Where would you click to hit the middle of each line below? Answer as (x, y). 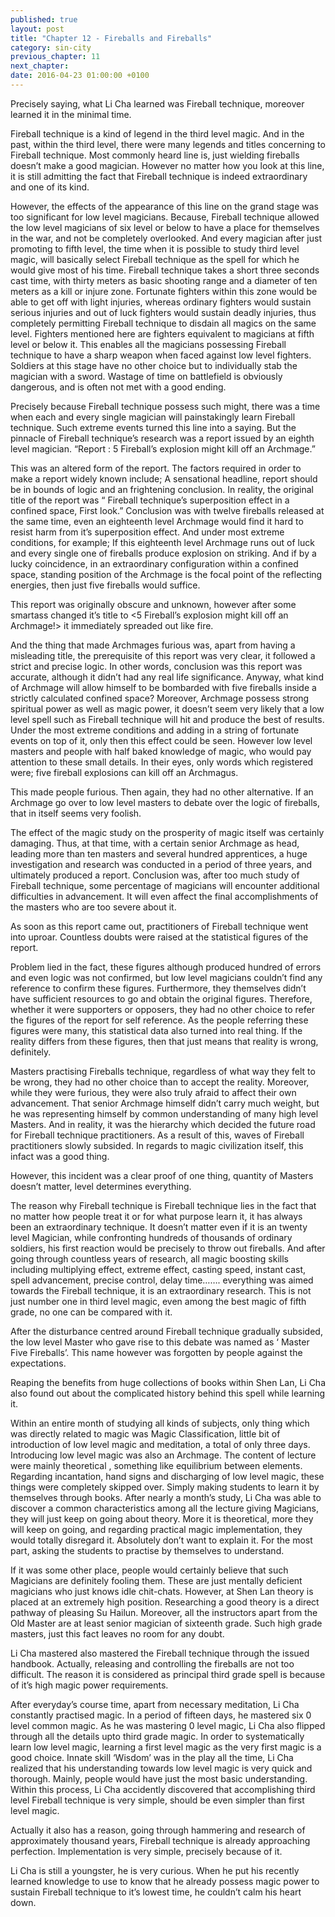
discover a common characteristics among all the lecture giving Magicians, (164, 1508)
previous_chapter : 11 (55, 57)
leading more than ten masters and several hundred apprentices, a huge (159, 853)
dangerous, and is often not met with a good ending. (118, 387)
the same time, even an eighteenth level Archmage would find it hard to (157, 521)
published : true (44, 19)
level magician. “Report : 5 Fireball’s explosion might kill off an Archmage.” (163, 448)
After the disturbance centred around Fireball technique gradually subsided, (166, 1331)
